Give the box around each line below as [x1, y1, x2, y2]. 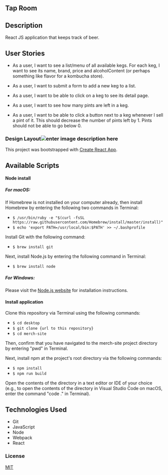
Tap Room [5, 4, 38, 13]
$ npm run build [12, 371, 47, 376]
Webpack [12, 435, 33, 441]
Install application [5, 299, 44, 305]
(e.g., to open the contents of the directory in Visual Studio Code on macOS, [5, 386, 163, 392]
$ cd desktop [12, 321, 40, 326]
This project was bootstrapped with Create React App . [5, 147, 118, 153]
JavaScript [12, 424, 35, 430]
